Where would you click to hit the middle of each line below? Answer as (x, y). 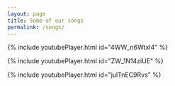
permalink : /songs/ (36, 27)
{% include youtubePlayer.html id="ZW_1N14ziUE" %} (86, 61)
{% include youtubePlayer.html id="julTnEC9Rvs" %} (84, 75)
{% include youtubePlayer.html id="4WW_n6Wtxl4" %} (88, 48)
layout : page (27, 14)
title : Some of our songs (45, 21)
